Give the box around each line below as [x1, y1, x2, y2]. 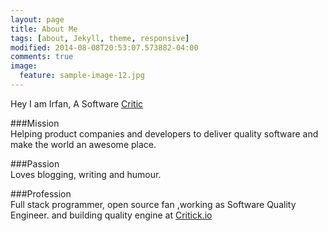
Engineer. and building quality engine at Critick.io [10, 209, 213, 221]
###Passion [10, 157, 60, 170]
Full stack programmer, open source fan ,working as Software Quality [10, 198, 297, 210]
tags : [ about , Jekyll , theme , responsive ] [10, 33, 190, 43]
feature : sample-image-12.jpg [19, 71, 145, 81]
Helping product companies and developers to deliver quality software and [10, 127, 319, 140]
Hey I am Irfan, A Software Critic [10, 97, 144, 110]
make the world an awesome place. [10, 138, 157, 150]
